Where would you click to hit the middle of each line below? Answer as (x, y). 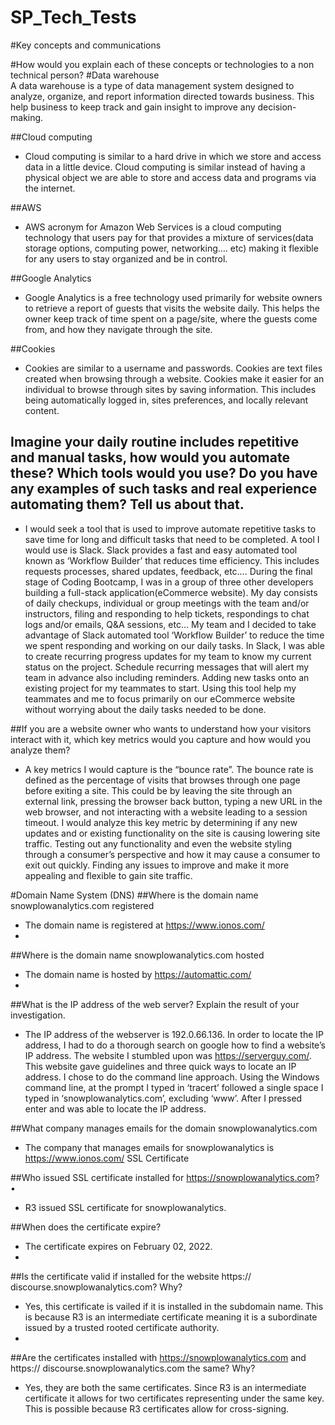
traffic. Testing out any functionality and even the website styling (158, 843)
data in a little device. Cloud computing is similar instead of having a (165, 167)
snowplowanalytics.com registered (82, 905)
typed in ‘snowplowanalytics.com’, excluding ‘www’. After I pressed (163, 1098)
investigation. (38, 1015)
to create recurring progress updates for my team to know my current (168, 656)
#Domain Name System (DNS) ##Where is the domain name (134, 895)
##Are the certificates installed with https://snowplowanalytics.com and (158, 1357)
